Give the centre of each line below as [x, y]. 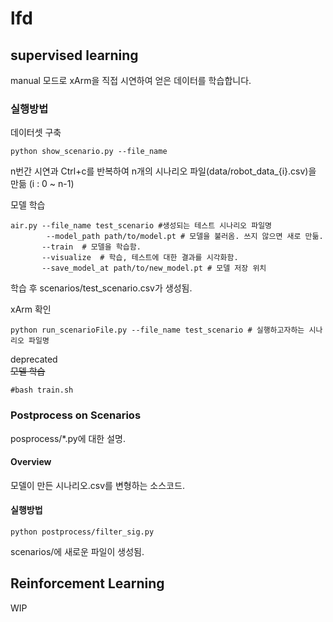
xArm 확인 [31, 309]
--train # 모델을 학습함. [91, 247]
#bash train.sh [42, 390]
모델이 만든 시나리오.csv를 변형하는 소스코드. [97, 485]
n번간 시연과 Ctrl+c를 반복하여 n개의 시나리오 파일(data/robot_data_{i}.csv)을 [163, 171]
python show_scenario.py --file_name [89, 152]
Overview [31, 462]
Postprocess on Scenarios [76, 415]
